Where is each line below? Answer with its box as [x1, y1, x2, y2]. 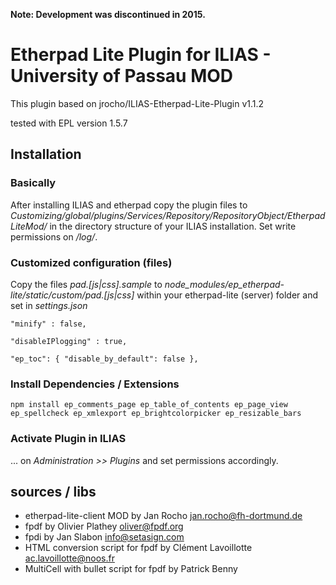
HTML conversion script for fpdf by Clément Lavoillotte [24, 542, 253, 554]
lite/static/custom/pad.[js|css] [10, 289, 135, 301]
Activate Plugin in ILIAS [10, 432, 127, 446]
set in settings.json [10, 299, 88, 311]
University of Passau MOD [10, 65, 234, 88]
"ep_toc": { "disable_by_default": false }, [10, 354, 199, 364]
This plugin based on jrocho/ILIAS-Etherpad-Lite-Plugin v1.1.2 [10, 97, 265, 109]
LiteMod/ [10, 220, 48, 232]
